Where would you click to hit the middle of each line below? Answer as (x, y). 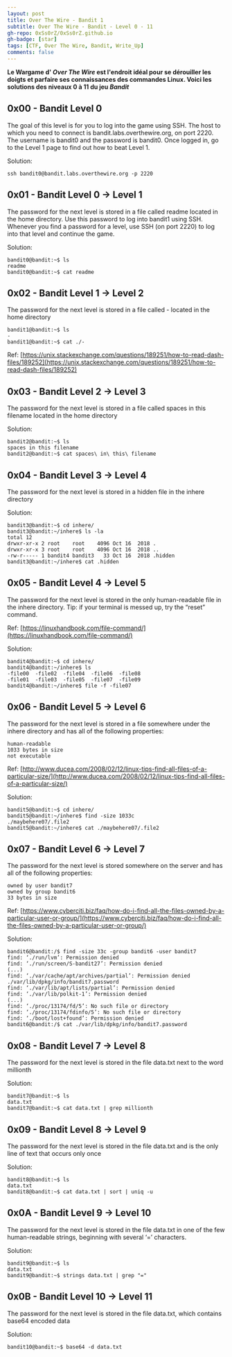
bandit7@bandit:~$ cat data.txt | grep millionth (80, 1108)
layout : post (26, 14)
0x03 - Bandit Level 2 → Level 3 (77, 392)
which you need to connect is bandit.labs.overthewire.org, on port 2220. (110, 133)
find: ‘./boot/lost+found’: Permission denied (75, 1018)
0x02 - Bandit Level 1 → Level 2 (75, 293)
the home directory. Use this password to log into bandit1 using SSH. (105, 219)
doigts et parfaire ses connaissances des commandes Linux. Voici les (110, 79)
